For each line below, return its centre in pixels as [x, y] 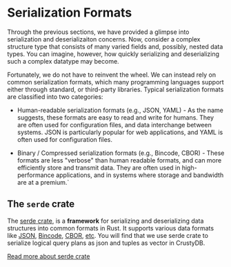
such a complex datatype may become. [63, 61]
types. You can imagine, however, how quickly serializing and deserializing [113, 54]
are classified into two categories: [55, 96]
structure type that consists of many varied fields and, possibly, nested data [115, 46]
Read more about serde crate [49, 256]
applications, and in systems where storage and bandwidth [140, 175]
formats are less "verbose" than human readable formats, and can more [119, 160]
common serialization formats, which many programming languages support [115, 82]
